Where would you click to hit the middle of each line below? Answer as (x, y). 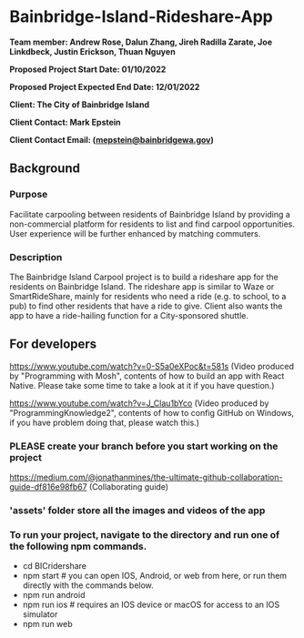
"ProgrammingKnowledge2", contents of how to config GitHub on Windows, (152, 412)
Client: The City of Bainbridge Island (80, 104)
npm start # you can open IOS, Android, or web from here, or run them (155, 576)
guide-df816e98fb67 (49, 487)
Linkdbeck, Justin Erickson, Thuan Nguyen (92, 51)
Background (45, 169)
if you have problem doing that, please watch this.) (105, 422)
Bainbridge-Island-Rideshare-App (141, 17)
